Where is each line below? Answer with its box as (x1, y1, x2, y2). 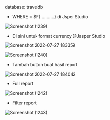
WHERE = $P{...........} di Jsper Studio (12, 14, 88, 19)
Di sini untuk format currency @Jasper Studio (12, 33, 105, 39)
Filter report (12, 100, 37, 106)
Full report (12, 81, 34, 86)
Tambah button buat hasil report (12, 62, 78, 67)
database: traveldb (5, 4, 43, 10)
